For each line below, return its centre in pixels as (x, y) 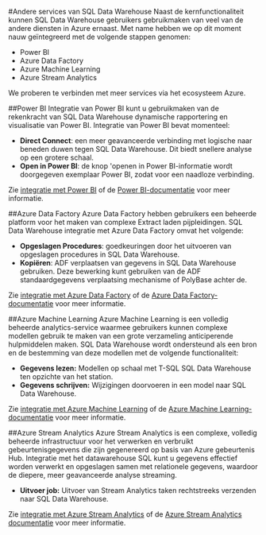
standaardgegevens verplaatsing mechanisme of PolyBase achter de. (133, 280)
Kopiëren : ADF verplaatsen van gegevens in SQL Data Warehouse (128, 263)
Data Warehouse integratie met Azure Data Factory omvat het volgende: (126, 231)
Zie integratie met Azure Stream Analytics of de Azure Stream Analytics (125, 514)
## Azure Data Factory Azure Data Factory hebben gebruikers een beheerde (132, 213)
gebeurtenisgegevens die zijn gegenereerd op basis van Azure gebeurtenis (132, 450)
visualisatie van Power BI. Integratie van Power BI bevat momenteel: (119, 125)
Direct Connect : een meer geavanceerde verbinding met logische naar (136, 141)
